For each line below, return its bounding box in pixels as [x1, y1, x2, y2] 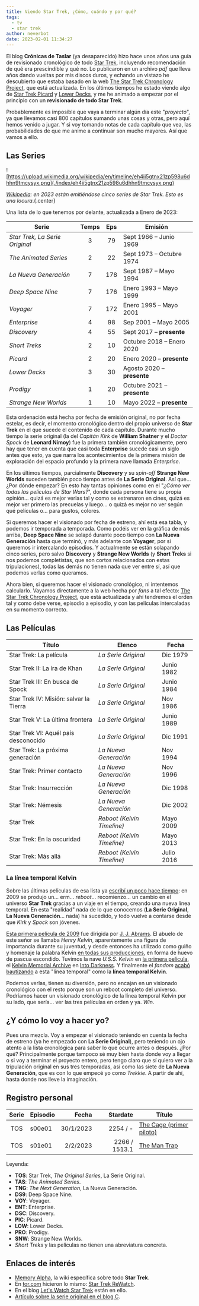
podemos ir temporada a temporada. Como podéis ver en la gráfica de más [6, 525, 190, 532]
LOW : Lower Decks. [14, 1222, 64, 1229]
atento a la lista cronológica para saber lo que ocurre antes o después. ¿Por [6, 1044, 191, 1051]
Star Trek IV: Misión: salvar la [9, 695, 90, 703]
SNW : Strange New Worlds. [14, 1235, 83, 1242]
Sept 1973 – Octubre [123, 250, 182, 258]
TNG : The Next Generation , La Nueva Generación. [14, 1184, 137, 1191]
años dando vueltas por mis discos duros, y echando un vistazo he [6, 72, 170, 78]
